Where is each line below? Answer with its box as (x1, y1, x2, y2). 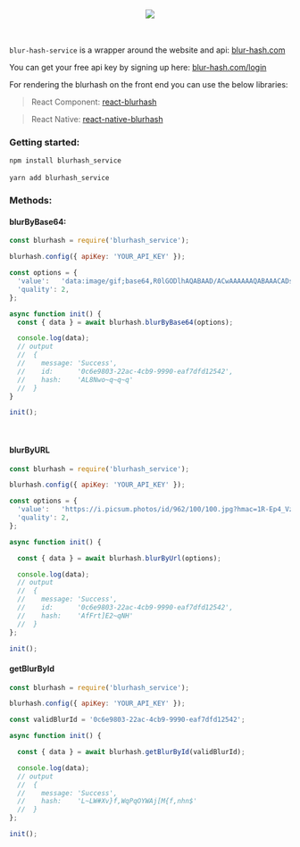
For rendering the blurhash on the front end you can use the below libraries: (9, 79, 288, 89)
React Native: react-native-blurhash (30, 114, 163, 124)
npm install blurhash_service (9, 156, 122, 165)
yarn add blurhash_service (9, 174, 110, 183)
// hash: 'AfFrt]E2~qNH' (17, 611, 134, 620)
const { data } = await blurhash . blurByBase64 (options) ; (17, 318, 234, 327)
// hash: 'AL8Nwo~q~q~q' (17, 375, 134, 384)
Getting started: (9, 136, 80, 148)
